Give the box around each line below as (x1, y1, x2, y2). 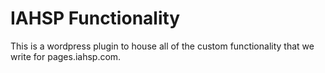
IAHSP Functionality (10, 7, 181, 30)
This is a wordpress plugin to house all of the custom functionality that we (10, 40, 315, 52)
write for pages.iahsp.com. (10, 50, 122, 62)
